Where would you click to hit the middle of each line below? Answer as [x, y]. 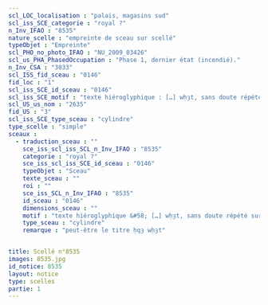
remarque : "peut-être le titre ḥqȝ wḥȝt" [94, 231]
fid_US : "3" [30, 112]
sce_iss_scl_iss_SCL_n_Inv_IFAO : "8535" [92, 149]
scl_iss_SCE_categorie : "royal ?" [67, 23]
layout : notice [33, 274]
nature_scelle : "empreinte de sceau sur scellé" [93, 38]
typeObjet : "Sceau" [57, 171]
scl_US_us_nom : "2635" [48, 104]
